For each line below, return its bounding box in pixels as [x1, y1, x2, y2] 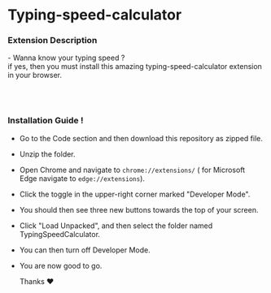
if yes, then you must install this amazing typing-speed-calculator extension [7, 62, 262, 71]
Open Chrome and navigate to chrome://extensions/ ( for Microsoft [19, 165, 246, 175]
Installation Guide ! [7, 115, 84, 127]
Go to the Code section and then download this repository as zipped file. [19, 133, 264, 143]
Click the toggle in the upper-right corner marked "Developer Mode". [19, 189, 251, 199]
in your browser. [7, 71, 63, 80]
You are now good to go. [19, 261, 103, 270]
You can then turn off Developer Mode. [19, 245, 151, 255]
